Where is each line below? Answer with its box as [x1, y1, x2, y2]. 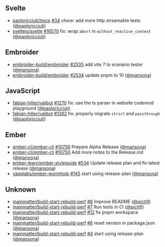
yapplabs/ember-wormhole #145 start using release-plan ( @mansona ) [12, 171, 159, 177]
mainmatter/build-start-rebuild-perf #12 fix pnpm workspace [12, 209, 138, 215]
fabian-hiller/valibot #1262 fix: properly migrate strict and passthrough [12, 111, 160, 117]
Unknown [5, 185, 36, 194]
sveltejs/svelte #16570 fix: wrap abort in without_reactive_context [12, 28, 151, 34]
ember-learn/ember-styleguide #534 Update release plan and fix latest [12, 160, 160, 166]
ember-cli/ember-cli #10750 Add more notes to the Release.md [12, 149, 143, 155]
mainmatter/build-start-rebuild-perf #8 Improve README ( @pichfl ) [12, 199, 151, 205]
